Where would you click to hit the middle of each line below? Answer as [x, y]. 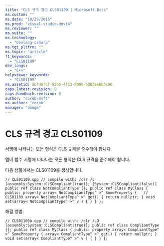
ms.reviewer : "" [22, 29]
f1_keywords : [19, 56]
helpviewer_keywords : [28, 75]
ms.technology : [21, 38]
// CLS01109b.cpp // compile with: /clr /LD [52, 221]
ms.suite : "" [19, 33]
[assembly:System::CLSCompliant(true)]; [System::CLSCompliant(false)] [81, 184]
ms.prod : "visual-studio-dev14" [39, 24]
